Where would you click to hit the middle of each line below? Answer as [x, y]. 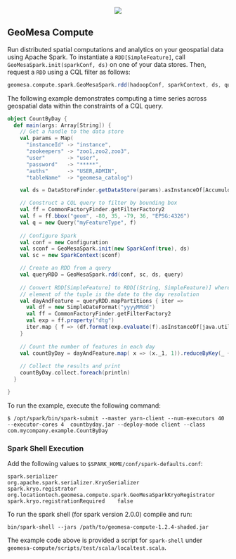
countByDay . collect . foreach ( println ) [75, 373]
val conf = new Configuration [64, 242]
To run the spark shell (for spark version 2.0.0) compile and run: [100, 515]
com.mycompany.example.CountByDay [58, 431]
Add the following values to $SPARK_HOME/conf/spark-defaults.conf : [105, 464]
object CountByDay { [38, 119]
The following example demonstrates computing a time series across [107, 98]
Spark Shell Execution [46, 448]
